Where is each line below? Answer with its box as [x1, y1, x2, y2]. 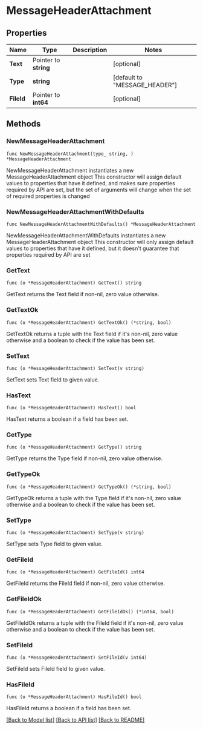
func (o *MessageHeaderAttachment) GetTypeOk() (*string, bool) [6, 484, 172, 490]
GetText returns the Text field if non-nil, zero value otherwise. [6, 291, 159, 298]
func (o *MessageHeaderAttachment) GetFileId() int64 [6, 569, 145, 575]
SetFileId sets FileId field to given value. [6, 665, 105, 672]
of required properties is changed [6, 192, 90, 200]
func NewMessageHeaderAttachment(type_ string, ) [6, 151, 134, 157]
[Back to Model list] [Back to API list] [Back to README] [6, 716, 145, 724]
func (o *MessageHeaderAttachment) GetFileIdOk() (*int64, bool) [6, 609, 174, 615]
